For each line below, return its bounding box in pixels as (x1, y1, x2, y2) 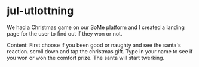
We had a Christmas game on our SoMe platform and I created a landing (7, 24, 185, 31)
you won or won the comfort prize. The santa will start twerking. (7, 54, 165, 61)
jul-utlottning (7, 4, 74, 18)
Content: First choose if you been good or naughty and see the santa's (7, 42, 181, 49)
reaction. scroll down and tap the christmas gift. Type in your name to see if (7, 47, 193, 55)
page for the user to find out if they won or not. (7, 30, 123, 37)
